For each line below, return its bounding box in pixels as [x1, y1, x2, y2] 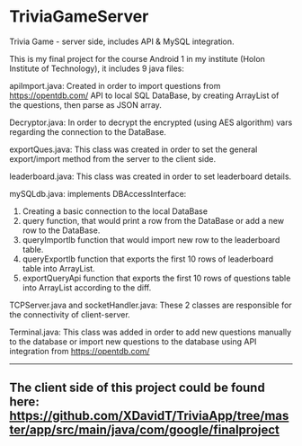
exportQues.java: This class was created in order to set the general [9, 144, 258, 155]
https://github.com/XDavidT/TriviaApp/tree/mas [9, 408, 289, 424]
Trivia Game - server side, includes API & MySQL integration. [9, 36, 235, 47]
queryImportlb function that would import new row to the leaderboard [22, 234, 280, 245]
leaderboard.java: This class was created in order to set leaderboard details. [9, 171, 292, 182]
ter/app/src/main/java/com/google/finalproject [9, 423, 280, 438]
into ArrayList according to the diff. [22, 281, 152, 293]
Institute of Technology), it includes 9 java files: [9, 63, 184, 74]
